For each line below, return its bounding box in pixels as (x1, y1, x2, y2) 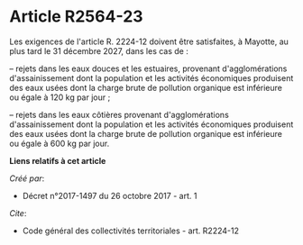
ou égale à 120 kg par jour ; (9, 92, 111, 103)
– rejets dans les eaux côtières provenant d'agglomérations (9, 109, 230, 120)
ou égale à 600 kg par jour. (9, 138, 110, 149)
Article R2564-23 (9, 6, 143, 27)
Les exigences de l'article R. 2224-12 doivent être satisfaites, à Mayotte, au (9, 36, 289, 47)
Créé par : (9, 173, 45, 184)
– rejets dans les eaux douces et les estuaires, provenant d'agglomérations (9, 63, 288, 74)
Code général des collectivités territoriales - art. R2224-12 (22, 225, 239, 236)
